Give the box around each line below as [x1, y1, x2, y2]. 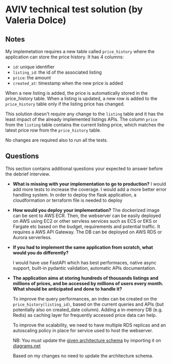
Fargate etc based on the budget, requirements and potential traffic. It [12, 223, 160, 229]
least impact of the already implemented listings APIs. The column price [5, 116, 158, 122]
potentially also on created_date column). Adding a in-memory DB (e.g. [12, 306, 163, 313]
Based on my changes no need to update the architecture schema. [12, 352, 154, 359]
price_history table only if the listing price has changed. [5, 101, 125, 107]
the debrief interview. [5, 170, 50, 177]
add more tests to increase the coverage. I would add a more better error [12, 186, 167, 192]
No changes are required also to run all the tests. [5, 137, 109, 143]
